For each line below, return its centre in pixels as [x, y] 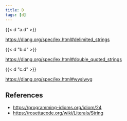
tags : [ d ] [16, 15]
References [24, 95]
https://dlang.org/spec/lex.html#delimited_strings [58, 39]
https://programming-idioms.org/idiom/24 [57, 108]
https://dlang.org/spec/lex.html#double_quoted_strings [64, 59]
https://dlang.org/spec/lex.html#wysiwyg [49, 79]
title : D [15, 10]
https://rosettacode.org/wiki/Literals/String [58, 113]
